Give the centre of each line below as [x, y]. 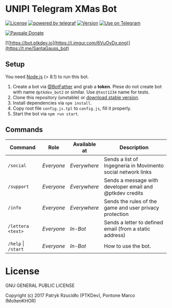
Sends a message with [131, 180]
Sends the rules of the [131, 201]
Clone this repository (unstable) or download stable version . [76, 97]
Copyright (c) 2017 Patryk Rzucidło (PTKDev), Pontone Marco [70, 295]
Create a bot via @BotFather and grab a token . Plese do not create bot [87, 86]
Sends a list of [121, 159]
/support [18, 186]
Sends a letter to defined [134, 222]
